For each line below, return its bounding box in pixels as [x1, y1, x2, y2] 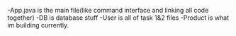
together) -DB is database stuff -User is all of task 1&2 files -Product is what [7, 13, 229, 22]
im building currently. [7, 21, 69, 29]
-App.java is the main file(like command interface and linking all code [7, 6, 209, 14]
